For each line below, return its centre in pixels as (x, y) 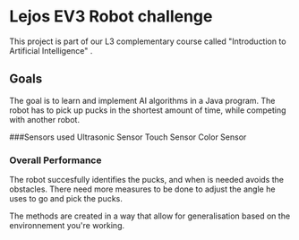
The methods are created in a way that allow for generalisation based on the (150, 216)
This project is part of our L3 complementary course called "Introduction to (148, 41)
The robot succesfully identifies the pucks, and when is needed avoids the (147, 180)
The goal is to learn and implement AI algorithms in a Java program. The (142, 100)
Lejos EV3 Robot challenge (111, 17)
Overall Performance (56, 160)
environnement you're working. (67, 226)
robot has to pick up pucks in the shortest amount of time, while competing (148, 110)
